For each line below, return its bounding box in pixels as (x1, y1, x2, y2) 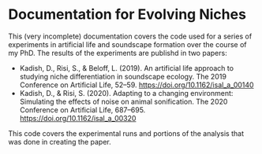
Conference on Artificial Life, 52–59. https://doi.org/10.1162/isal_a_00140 (19, 80, 254, 90)
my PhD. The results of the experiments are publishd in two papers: (8, 48, 227, 57)
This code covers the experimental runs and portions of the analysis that (8, 128, 245, 138)
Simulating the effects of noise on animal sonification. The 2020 (19, 97, 228, 106)
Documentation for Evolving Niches (8, 5, 247, 24)
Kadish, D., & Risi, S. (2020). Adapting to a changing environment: (19, 88, 234, 97)
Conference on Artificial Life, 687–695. (19, 104, 146, 115)
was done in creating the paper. (8, 137, 112, 146)
